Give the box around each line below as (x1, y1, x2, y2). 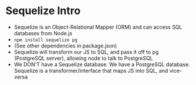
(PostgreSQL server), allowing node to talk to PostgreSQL (13, 55, 153, 62)
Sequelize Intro (5, 4, 81, 18)
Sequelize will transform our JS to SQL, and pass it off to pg (13, 48, 159, 55)
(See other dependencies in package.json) (13, 42, 117, 49)
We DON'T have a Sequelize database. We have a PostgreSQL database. (13, 60, 190, 68)
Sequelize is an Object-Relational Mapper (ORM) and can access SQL (13, 23, 183, 30)
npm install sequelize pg (13, 37, 77, 43)
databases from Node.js (13, 29, 73, 36)
